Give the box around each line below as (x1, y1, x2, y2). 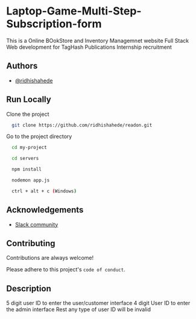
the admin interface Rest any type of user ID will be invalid (6, 306, 151, 313)
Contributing (6, 238, 55, 248)
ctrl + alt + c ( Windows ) (11, 188, 77, 194)
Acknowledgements (6, 205, 84, 215)
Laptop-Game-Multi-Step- (6, 4, 142, 18)
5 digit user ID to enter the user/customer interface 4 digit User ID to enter (6, 300, 191, 307)
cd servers (11, 156, 39, 162)
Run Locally (6, 95, 51, 105)
